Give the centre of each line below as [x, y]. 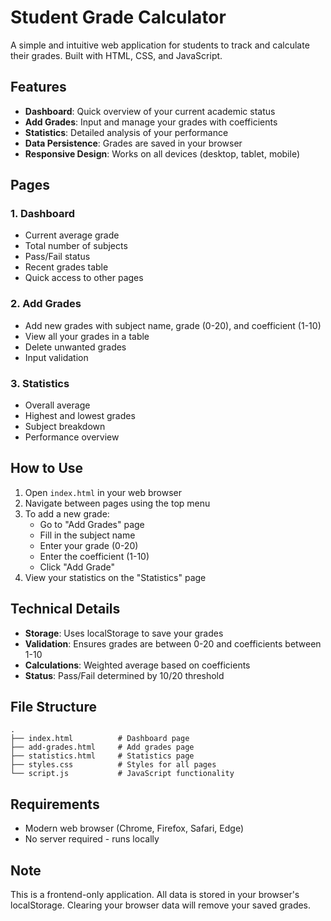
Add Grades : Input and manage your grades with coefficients [151, 122]
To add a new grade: [67, 513]
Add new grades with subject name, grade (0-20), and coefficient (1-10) [173, 325]
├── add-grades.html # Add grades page [102, 747]
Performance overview [72, 437]
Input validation [56, 357]
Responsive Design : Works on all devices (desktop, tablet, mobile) [162, 153]
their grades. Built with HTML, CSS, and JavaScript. [116, 55]
